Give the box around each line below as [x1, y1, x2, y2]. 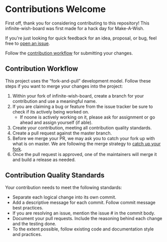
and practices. [12, 231, 42, 237]
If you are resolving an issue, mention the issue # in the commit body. [12, 210, 156, 216]
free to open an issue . [5, 40, 50, 46]
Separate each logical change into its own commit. [12, 194, 117, 200]
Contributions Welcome [5, 3, 106, 15]
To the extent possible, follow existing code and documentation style [12, 226, 154, 232]
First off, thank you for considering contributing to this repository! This [5, 20, 150, 26]
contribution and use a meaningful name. [12, 98, 97, 104]
